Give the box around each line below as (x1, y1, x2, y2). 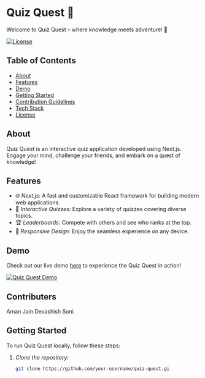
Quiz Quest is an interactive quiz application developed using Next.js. (6, 145, 182, 152)
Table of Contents (6, 55, 77, 66)
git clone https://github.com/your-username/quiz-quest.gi (15, 365, 170, 372)
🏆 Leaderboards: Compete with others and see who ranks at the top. (15, 219, 191, 226)
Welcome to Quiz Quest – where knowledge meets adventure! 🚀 (6, 26, 168, 33)
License (15, 110, 36, 118)
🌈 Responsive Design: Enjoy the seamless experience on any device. (15, 228, 189, 235)
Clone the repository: (15, 353, 69, 361)
